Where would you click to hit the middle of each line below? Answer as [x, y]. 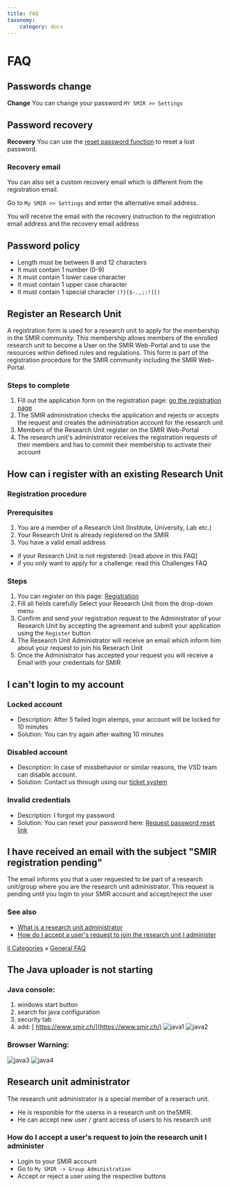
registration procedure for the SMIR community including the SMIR [102, 360]
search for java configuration [59, 1012]
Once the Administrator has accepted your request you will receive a [115, 655]
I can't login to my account [65, 684]
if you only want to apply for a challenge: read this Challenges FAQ [112, 563]
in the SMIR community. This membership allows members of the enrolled [113, 338]
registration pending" [55, 862]
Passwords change [49, 86]
